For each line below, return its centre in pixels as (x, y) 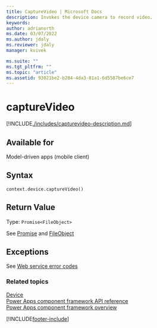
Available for (30, 143)
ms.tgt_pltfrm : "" (29, 67)
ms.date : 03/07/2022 (32, 34)
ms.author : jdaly (28, 39)
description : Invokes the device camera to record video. (79, 17)
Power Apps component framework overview (62, 307)
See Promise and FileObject (40, 233)
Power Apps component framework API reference (67, 301)
